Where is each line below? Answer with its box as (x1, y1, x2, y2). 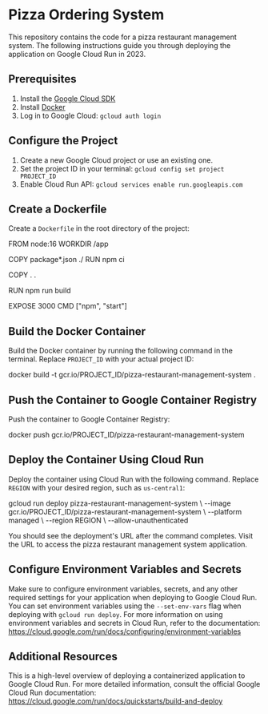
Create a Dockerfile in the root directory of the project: (8, 224, 190, 233)
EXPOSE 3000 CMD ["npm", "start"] (8, 301, 128, 311)
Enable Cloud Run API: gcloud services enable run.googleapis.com (19, 179, 243, 189)
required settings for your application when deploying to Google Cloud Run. (8, 592, 258, 602)
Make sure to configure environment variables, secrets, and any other (8, 583, 238, 594)
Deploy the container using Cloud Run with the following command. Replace (8, 474, 259, 484)
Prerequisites (8, 72, 77, 86)
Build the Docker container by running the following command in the (8, 346, 234, 356)
